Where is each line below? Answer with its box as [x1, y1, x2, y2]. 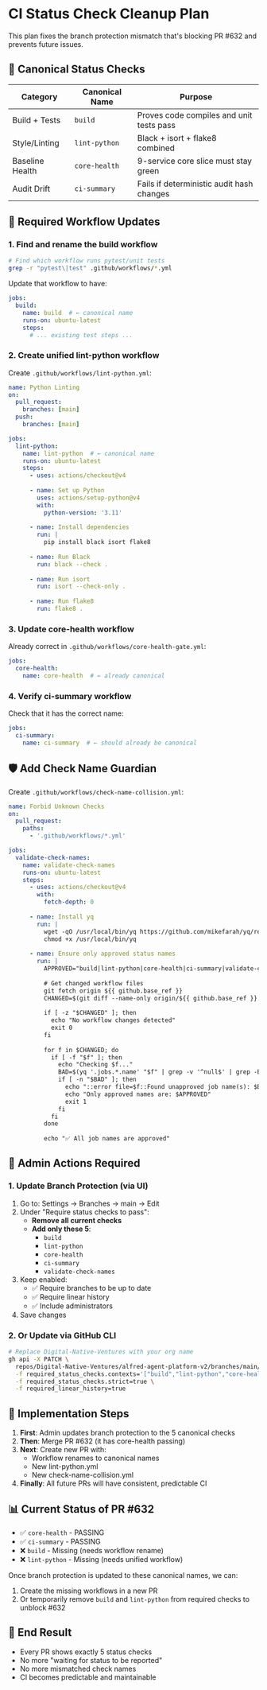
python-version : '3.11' [43, 508, 123, 517]
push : [15, 413, 34, 422]
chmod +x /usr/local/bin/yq [43, 935, 137, 943]
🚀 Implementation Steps [8, 1407, 130, 1420]
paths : [22, 825, 44, 833]
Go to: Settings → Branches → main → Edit [19, 1199, 161, 1208]
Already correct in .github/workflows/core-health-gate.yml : [8, 642, 207, 651]
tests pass [137, 119, 176, 130]
